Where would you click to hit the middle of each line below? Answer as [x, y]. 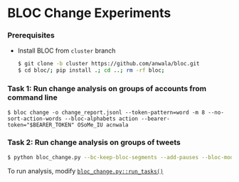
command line [33, 97]
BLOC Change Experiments [89, 13]
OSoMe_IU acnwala [103, 125]
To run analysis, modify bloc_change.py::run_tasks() [85, 171]
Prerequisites [31, 36]
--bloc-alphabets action [101, 119]
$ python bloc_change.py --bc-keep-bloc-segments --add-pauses [103, 157]
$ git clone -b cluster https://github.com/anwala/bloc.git [108, 64]
